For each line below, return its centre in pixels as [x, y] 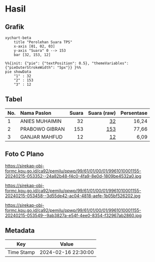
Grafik [15, 27]
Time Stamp [21, 252]
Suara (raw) [102, 113]
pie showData [18, 72]
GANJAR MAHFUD [41, 137]
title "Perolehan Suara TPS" [43, 42]
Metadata [20, 231]
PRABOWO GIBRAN [42, 129]
